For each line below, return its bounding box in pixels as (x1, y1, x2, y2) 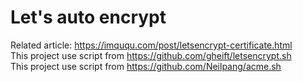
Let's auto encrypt (10, 6, 167, 29)
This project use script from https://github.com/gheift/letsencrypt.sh (10, 49, 292, 61)
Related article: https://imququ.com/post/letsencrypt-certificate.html (10, 39, 293, 51)
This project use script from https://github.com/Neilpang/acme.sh (10, 60, 282, 72)
